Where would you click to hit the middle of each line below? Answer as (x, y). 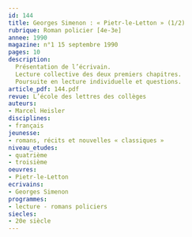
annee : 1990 (28, 38)
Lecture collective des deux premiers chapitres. (98, 74)
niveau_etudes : (33, 148)
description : (30, 60)
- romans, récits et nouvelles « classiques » (86, 140)
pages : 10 (24, 52)
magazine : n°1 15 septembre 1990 (63, 45)
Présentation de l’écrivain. (63, 67)
